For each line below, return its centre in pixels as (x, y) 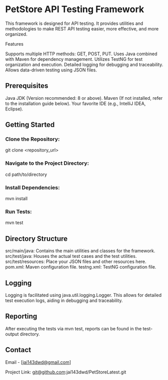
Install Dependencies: (33, 187)
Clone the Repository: (33, 139)
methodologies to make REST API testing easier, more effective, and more (82, 28)
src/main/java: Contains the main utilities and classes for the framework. (80, 251)
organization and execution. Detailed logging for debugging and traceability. (84, 64)
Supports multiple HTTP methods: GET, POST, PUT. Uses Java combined (81, 54)
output (12, 334)
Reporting (21, 316)
